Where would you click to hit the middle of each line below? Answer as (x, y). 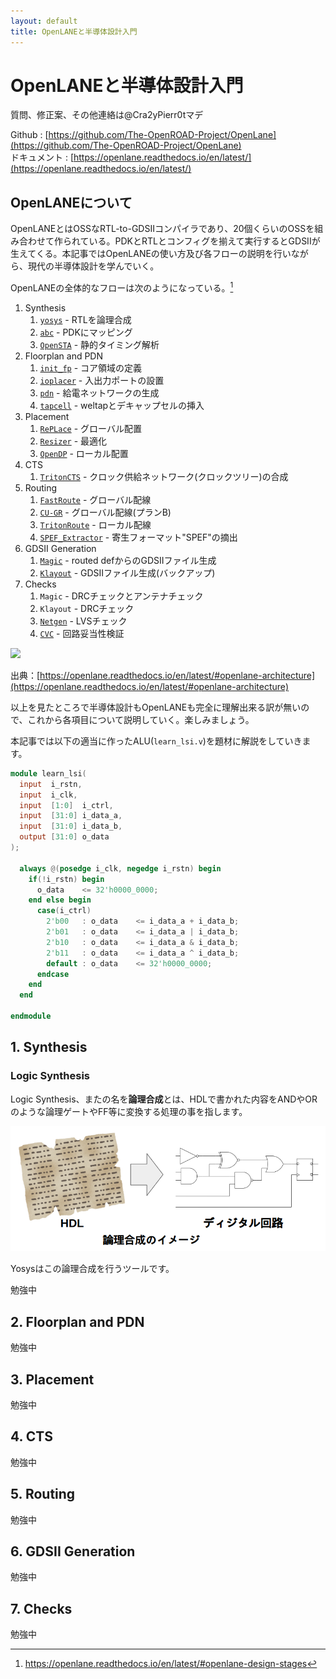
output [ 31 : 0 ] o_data (64, 837)
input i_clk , (48, 795)
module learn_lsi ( (48, 773)
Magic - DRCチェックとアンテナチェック (121, 596)
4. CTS (32, 1436)
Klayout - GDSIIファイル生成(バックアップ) (127, 572)
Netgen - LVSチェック (83, 621)
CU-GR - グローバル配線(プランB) (105, 512)
